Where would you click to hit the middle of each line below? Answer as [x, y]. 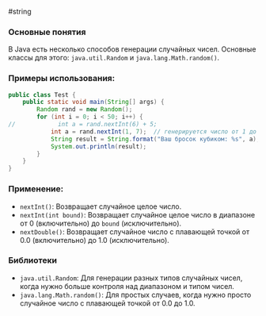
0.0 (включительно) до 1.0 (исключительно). [95, 240]
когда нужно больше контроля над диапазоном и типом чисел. [127, 286]
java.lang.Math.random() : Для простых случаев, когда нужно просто [135, 295]
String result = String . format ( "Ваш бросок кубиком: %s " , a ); [155, 139]
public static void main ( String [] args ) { [93, 102]
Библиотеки [33, 260]
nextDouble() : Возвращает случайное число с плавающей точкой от [135, 231]
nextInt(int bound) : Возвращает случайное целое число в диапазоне [137, 214]
